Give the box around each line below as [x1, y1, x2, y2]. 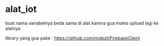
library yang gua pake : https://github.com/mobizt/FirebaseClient [5, 35, 140, 41]
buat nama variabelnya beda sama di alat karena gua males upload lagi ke [5, 20, 159, 26]
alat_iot [5, 3, 37, 15]
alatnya [5, 25, 21, 31]
